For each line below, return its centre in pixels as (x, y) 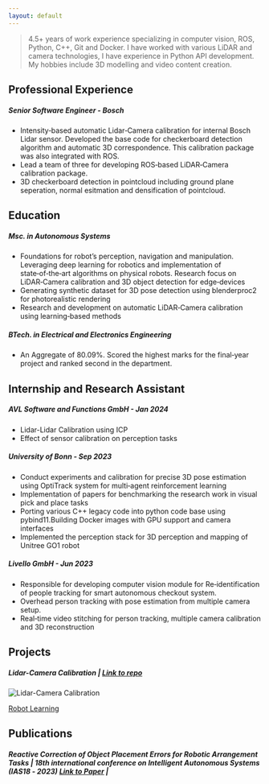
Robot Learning (34, 708)
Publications (41, 734)
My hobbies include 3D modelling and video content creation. (130, 64)
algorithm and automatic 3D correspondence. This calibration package (137, 147)
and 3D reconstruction (57, 627)
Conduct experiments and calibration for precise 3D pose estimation (133, 477)
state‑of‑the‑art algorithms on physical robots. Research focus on (128, 274)
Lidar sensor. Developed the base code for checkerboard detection (131, 138)
